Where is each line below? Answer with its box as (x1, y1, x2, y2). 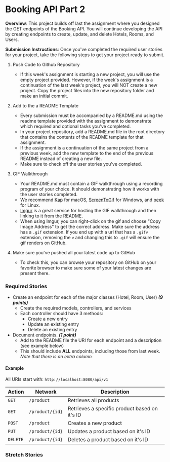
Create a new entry (27, 316, 68, 322)
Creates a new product (67, 419, 122, 427)
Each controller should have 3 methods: (20, 311, 104, 317)
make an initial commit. (20, 93, 68, 99)
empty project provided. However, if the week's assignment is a (20, 76, 153, 83)
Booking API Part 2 (5, 4, 86, 15)
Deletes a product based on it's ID (67, 436, 148, 443)
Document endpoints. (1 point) (12, 332, 77, 338)
